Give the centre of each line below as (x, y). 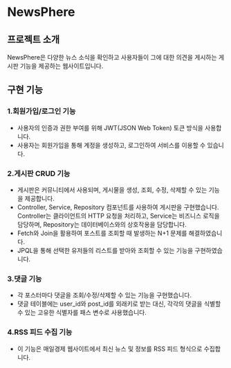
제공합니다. (40, 198)
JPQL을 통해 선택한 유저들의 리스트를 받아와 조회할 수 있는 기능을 (105, 250)
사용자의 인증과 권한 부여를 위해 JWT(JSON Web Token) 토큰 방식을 (110, 128)
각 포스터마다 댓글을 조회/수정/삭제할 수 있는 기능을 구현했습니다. (104, 295)
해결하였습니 (205, 233)
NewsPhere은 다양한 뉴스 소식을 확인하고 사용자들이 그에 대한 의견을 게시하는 (112, 57)
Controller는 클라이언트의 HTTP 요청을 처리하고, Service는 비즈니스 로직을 (118, 216)
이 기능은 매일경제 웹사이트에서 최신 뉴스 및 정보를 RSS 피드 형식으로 (110, 349)
